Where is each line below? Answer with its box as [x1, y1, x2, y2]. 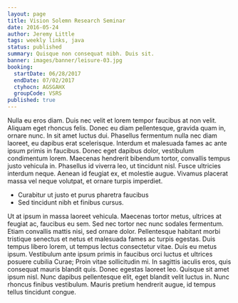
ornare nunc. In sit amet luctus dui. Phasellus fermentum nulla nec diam [7, 131, 217, 140]
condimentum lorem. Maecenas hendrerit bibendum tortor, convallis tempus [7, 154, 230, 163]
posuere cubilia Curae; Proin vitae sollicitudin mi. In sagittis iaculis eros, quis [7, 257, 232, 266]
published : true [7, 97, 56, 104]
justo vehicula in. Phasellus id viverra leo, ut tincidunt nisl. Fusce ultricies [7, 162, 222, 170]
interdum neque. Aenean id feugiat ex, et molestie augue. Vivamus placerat [7, 169, 228, 178]
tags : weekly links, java [7, 37, 84, 44]
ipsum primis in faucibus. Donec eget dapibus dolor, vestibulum [7, 147, 195, 155]
